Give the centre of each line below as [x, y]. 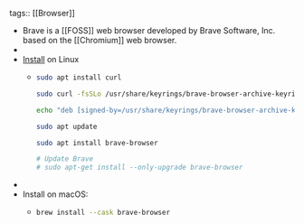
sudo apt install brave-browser [97, 143]
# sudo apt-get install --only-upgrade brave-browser [139, 168]
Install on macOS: [55, 194]
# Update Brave [64, 159]
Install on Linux [51, 59]
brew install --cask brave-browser [103, 213]
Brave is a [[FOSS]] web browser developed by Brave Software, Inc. [149, 30]
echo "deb [55, 110]
